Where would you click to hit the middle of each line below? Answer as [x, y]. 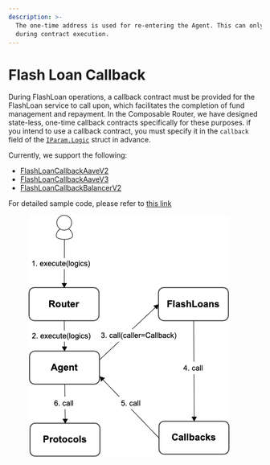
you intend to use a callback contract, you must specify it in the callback [129, 131]
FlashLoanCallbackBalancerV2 [71, 188]
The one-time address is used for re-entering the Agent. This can [131, 25]
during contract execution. [63, 34]
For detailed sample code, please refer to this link [90, 204]
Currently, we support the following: [68, 155]
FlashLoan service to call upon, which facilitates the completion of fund [127, 105]
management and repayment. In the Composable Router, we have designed [133, 114]
